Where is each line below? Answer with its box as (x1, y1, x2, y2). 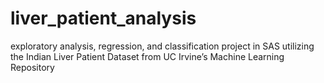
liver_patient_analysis (10, 7, 197, 30)
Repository (10, 61, 55, 73)
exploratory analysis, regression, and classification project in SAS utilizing (10, 40, 315, 52)
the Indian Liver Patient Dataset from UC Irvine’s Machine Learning (10, 50, 285, 62)
